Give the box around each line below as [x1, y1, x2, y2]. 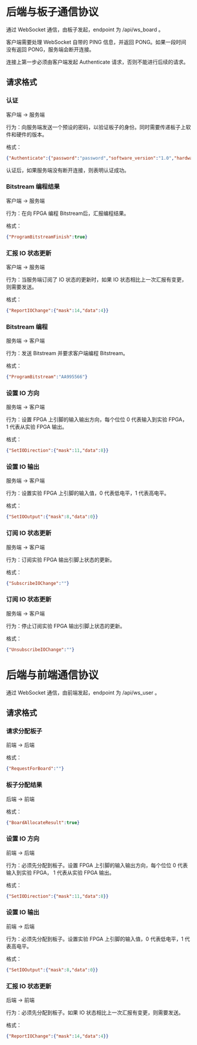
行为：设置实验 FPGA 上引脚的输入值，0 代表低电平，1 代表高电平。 [6, 490, 170, 497]
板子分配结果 [6, 781, 43, 789]
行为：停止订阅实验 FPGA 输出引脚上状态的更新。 [6, 622, 125, 629]
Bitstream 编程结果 [6, 183, 60, 191]
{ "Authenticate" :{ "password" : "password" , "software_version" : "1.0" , [6, 155, 175, 161]
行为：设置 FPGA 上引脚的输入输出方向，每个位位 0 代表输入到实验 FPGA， [6, 416, 188, 423]
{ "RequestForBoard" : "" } [6, 766, 64, 772]
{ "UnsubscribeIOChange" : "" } [6, 646, 75, 653]
